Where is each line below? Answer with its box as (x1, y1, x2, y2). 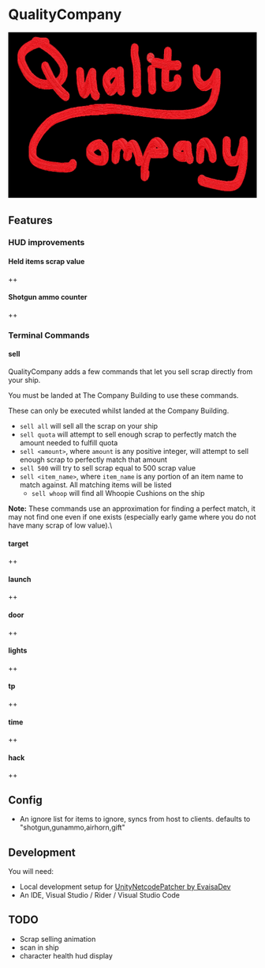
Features (8, 214, 53, 227)
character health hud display (19, 951, 113, 960)
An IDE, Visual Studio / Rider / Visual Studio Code (19, 890, 180, 899)
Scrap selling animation (19, 934, 96, 943)
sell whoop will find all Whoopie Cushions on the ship (31, 488, 205, 497)
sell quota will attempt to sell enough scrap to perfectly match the (19, 429, 237, 439)
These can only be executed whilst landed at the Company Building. (8, 406, 230, 415)
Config (8, 793, 43, 807)
